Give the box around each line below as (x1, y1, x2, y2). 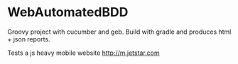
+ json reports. (7, 34, 51, 43)
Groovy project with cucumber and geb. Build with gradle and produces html (7, 27, 232, 36)
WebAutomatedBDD (7, 4, 129, 20)
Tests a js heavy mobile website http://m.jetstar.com (7, 49, 160, 57)
